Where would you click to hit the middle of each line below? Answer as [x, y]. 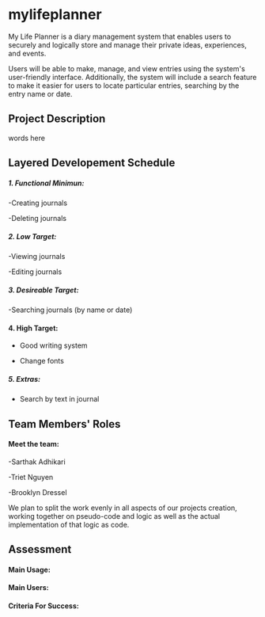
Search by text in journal [59, 399]
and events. [27, 53]
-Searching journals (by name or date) [70, 310]
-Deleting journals [38, 219]
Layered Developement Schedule [92, 163]
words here [27, 138]
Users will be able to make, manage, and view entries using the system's [127, 68]
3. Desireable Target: [44, 290]
